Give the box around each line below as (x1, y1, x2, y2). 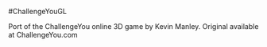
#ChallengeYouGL (8, 7, 68, 16)
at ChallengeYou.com (8, 31, 78, 39)
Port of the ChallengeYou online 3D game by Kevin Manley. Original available (8, 22, 259, 31)
